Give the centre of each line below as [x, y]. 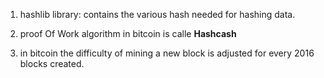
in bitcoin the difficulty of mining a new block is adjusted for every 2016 [167, 53]
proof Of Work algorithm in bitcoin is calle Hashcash [128, 33]
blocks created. [52, 63]
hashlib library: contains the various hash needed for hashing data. [157, 14]
